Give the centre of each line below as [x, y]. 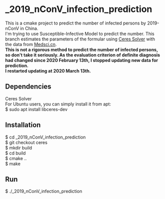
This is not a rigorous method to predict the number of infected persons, [82, 49]
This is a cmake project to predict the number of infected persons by [76, 23]
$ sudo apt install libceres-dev [36, 109]
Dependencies [28, 87]
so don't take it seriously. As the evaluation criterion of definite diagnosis [83, 55]
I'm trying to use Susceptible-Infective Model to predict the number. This [80, 33]
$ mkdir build [19, 147]
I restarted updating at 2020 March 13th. [48, 70]
